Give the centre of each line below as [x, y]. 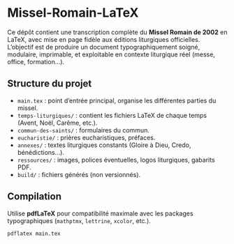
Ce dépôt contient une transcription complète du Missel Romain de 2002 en [117, 32]
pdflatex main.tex [34, 234]
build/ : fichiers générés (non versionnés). [79, 174]
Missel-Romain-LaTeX [73, 13]
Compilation [34, 197]
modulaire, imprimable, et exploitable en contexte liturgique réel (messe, [111, 54]
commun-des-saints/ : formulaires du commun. [83, 130]
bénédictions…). [41, 152]
